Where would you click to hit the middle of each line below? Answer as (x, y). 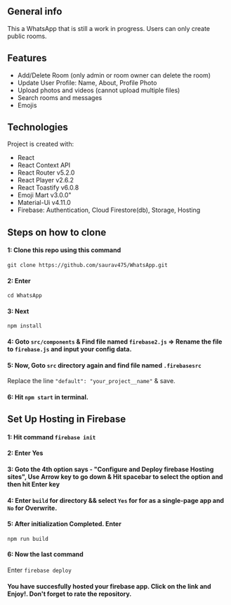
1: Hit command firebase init (52, 437)
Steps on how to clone (57, 232)
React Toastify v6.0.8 (48, 188)
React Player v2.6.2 (46, 180)
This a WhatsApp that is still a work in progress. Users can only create (109, 28)
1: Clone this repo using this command (64, 250)
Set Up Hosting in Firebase (67, 419)
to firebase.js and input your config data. (70, 349)
